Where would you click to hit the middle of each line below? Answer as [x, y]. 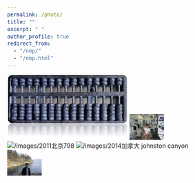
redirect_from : [29, 44]
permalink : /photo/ [35, 15]
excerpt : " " [26, 29]
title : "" [21, 22]
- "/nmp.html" [33, 59]
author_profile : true [38, 37]
